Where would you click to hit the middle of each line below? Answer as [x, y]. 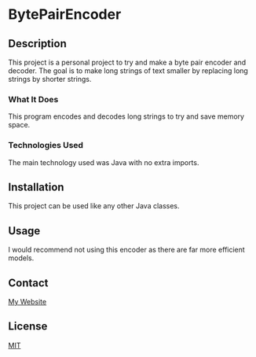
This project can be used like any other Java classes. [94, 206]
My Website [27, 302]
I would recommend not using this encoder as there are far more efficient [126, 250]
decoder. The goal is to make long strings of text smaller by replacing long [128, 71]
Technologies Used [46, 145]
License [28, 327]
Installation [36, 187]
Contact [28, 283]
